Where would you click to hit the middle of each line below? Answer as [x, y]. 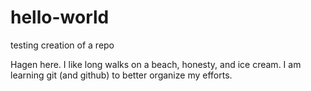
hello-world [60, 17]
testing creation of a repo [62, 45]
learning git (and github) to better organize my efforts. [121, 75]
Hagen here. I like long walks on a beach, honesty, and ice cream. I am [156, 64]
